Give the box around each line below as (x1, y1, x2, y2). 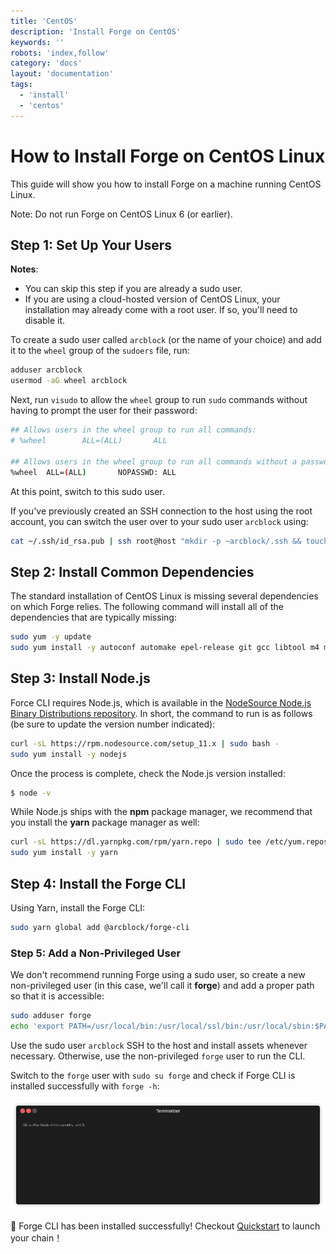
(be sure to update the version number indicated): (10, 718, 216, 730)
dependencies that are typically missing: (10, 611, 177, 624)
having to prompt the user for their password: (10, 405, 198, 417)
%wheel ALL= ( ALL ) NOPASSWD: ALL (10, 467, 177, 477)
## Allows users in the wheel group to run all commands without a (10, 456, 298, 467)
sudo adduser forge (10, 1011, 92, 1021)
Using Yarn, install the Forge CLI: (10, 901, 146, 914)
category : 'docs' (10, 58, 83, 69)
